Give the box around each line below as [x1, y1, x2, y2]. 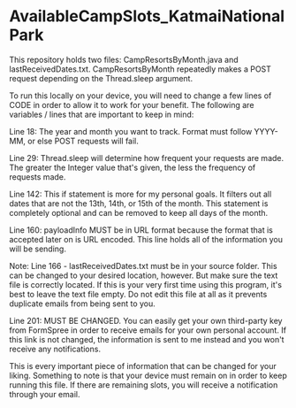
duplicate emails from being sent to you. [9, 298, 156, 309]
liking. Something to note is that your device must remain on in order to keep [9, 370, 287, 381]
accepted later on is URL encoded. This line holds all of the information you [9, 234, 283, 244]
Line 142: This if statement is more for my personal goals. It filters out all [9, 189, 272, 199]
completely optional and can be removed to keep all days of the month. [9, 207, 269, 218]
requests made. [9, 171, 66, 182]
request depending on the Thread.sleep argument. [9, 73, 193, 83]
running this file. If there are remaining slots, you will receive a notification [9, 379, 278, 390]
